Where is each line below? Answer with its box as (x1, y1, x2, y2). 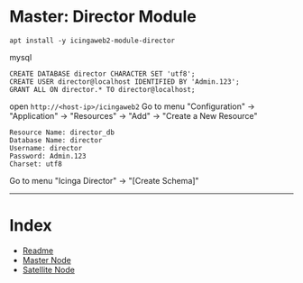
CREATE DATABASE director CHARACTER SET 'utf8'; (9, 69, 196, 78)
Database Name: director (9, 135, 103, 145)
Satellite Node (22, 264, 75, 275)
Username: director (9, 143, 83, 152)
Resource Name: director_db (9, 128, 115, 137)
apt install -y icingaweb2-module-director (9, 36, 176, 45)
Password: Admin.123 (9, 151, 87, 160)
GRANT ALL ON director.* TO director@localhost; (9, 85, 196, 94)
